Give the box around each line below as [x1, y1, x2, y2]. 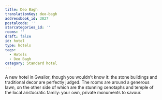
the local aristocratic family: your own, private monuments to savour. [5, 90, 142, 96]
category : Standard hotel [5, 61, 57, 66]
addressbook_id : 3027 [5, 16, 49, 21]
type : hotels [5, 43, 31, 48]
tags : [5, 47, 16, 52]
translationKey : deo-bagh [5, 12, 57, 16]
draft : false [5, 34, 31, 39]
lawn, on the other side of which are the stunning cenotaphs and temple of [5, 85, 154, 90]
